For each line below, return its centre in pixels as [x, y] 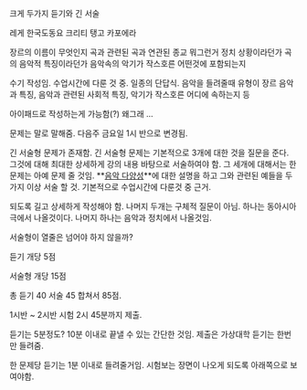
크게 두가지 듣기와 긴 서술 [55, 13]
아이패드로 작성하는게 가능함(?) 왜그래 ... [81, 114]
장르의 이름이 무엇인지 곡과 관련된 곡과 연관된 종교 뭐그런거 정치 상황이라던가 [146, 52]
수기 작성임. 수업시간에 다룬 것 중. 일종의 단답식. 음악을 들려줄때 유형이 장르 [143, 83]
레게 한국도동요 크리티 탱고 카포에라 [73, 33]
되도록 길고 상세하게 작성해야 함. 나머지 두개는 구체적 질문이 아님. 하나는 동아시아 [153, 206]
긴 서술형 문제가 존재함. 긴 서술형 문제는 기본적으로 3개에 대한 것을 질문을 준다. [149, 153]
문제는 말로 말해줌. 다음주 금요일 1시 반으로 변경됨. [99, 133]
